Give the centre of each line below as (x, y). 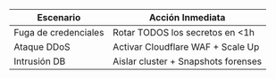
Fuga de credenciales (59, 32)
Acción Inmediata (187, 17)
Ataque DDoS (42, 47)
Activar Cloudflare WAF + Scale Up (186, 47)
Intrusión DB (40, 61)
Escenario (59, 17)
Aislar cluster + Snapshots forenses (187, 61)
